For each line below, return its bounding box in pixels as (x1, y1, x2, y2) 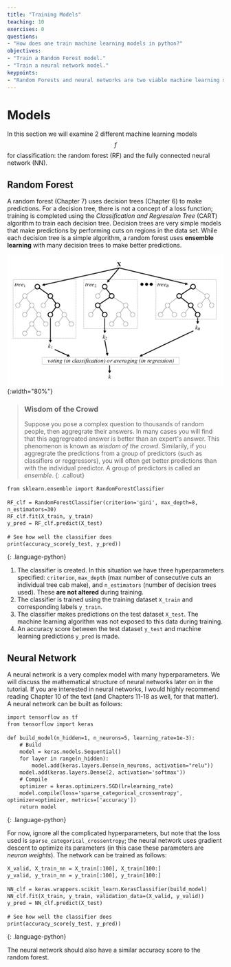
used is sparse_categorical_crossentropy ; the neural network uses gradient (7, 837, 222, 845)
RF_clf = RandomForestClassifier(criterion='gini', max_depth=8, (7, 499, 198, 506)
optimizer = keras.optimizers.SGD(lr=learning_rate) (19, 783, 174, 790)
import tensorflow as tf (7, 714, 78, 721)
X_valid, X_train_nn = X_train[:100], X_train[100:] (7, 866, 162, 873)
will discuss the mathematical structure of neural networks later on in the (7, 678, 214, 686)
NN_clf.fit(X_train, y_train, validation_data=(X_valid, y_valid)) (7, 893, 205, 900)
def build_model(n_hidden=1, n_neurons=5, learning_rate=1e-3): (7, 735, 195, 741)
